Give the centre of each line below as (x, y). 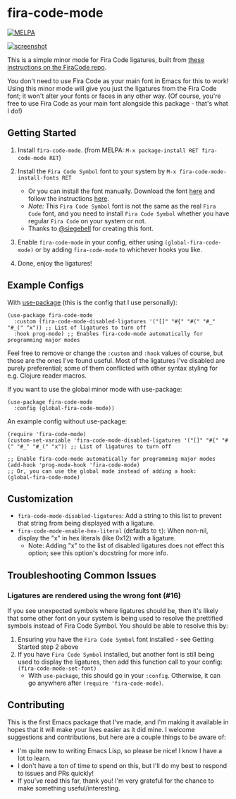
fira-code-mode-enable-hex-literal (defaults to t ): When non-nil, (113, 531)
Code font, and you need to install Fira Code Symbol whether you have (129, 213)
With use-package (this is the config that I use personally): (92, 302)
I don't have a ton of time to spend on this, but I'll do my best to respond (122, 765)
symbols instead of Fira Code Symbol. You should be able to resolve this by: (118, 626)
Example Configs (46, 286)
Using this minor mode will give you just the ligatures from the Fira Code (112, 88)
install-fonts (38, 178)
